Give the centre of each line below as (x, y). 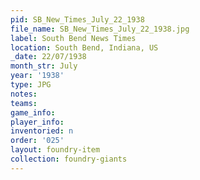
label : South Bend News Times (73, 38)
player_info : (37, 122)
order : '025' (37, 141)
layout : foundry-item (55, 150)
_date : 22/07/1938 (48, 57)
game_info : (33, 112)
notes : (24, 94)
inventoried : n (42, 131)
